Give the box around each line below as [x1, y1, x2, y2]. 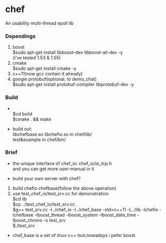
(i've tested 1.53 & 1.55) [12, 55, 61, 61]
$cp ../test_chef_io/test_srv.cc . [12, 201, 78, 207]
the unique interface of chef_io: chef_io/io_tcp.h [12, 160, 112, 166]
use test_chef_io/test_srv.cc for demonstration [12, 190, 109, 196]
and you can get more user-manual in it [12, 166, 95, 172]
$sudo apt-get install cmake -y [12, 65, 76, 71]
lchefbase [12, 212, 34, 218]
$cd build [12, 110, 33, 116]
